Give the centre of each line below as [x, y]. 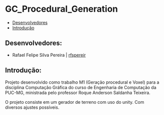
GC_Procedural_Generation [62, 9]
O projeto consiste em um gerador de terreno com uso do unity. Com [75, 102]
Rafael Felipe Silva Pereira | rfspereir [49, 55]
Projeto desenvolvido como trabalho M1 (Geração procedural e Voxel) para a [82, 82]
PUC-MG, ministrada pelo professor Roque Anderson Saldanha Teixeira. [78, 92]
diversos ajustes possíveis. [32, 107]
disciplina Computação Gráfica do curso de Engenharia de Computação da [81, 87]
